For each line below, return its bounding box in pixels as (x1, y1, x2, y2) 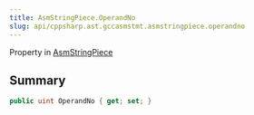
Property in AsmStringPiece (9, 46, 113, 57)
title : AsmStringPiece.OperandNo (9, 13, 136, 23)
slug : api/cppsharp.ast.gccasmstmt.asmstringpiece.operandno (9, 22, 246, 31)
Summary (9, 72, 66, 88)
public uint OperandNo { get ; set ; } (9, 97, 152, 106)
